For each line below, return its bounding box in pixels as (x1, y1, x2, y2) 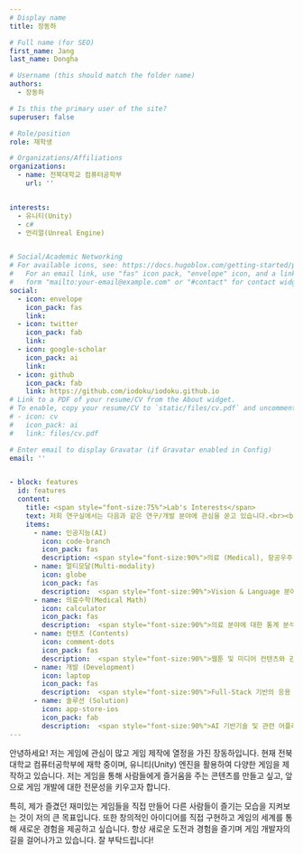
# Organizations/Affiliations (9, 154, 124, 163)
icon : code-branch (41, 537, 111, 546)
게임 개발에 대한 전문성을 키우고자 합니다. (25, 781, 171, 792)
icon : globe (41, 570, 87, 579)
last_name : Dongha (9, 55, 78, 64)
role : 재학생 (9, 137, 52, 146)
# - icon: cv (9, 412, 59, 421)
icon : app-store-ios (41, 705, 119, 714)
